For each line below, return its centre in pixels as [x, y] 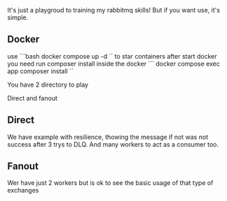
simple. [18, 17]
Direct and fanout [33, 98]
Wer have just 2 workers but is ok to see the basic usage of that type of [110, 183]
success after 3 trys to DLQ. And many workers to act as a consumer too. [113, 144]
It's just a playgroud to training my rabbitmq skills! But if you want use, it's [114, 10]
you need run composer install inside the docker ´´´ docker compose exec [114, 64]
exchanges [23, 191]
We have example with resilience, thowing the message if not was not [108, 137]
